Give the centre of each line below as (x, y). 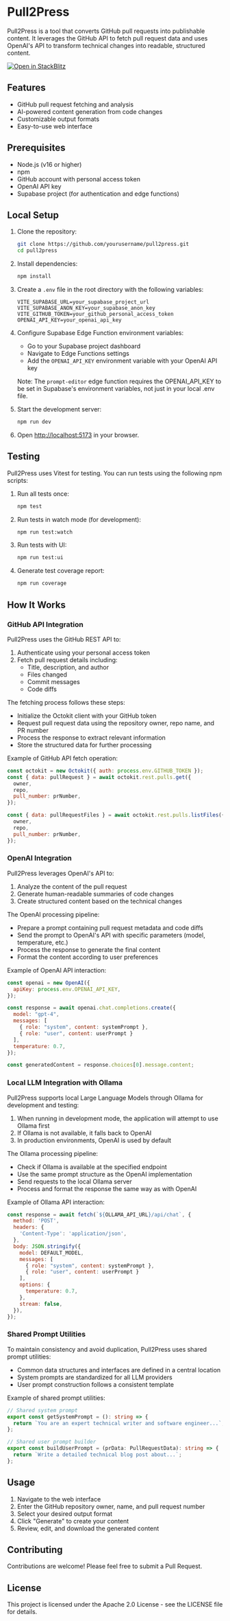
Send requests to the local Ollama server (74, 1181)
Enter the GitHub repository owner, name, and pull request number (111, 1506)
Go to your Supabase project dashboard (84, 346)
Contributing (35, 1550)
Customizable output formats (58, 119)
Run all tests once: (43, 494)
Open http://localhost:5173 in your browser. (78, 435)
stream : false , (41, 1304)
